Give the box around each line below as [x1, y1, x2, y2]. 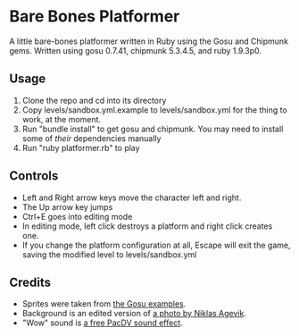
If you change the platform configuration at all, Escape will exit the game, [21, 239, 291, 250]
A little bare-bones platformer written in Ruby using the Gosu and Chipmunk [9, 36, 288, 46]
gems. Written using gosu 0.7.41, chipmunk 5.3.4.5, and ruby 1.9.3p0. [9, 45, 262, 55]
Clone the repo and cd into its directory [21, 95, 167, 105]
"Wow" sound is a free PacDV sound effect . [21, 317, 183, 328]
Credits [9, 274, 52, 290]
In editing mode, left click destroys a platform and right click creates [21, 221, 273, 231]
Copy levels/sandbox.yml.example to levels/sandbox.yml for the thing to [21, 105, 287, 115]
